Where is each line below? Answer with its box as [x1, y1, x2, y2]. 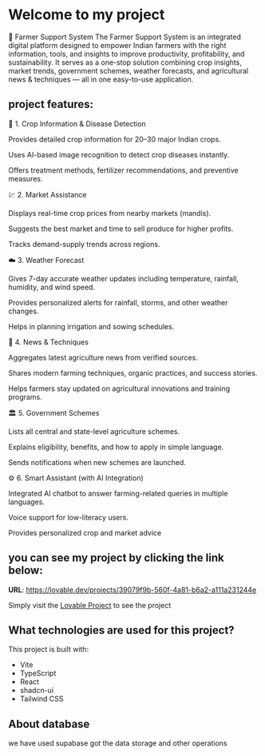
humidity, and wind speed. [8, 282, 96, 292]
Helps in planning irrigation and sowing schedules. [8, 321, 175, 331]
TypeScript [19, 669, 57, 678]
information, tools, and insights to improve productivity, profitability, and [8, 49, 245, 58]
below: [8, 563, 43, 577]
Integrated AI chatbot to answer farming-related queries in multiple [8, 488, 228, 498]
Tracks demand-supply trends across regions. [8, 239, 160, 249]
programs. [8, 392, 42, 401]
